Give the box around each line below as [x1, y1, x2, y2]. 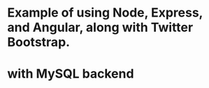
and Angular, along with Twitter [7, 19, 194, 35]
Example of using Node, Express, [7, 5, 203, 21]
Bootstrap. [7, 35, 71, 50]
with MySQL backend [7, 66, 134, 82]
